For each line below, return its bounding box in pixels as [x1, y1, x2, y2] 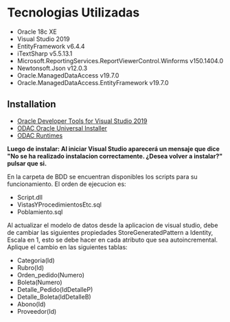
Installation [7, 98, 56, 111]
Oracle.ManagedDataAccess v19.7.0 [16, 71, 119, 80]
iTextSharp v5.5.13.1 [16, 49, 73, 58]
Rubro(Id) [16, 263, 45, 272]
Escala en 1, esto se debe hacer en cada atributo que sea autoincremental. [7, 235, 218, 244]
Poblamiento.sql [16, 207, 63, 216]
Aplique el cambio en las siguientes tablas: [7, 242, 128, 251]
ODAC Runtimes [16, 131, 63, 139]
